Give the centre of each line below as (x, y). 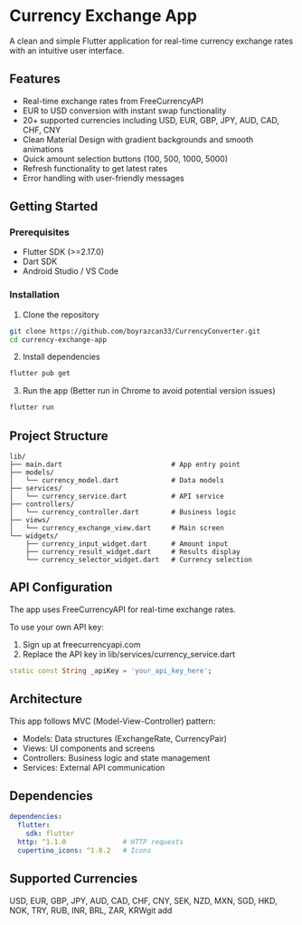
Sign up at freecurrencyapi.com (81, 644)
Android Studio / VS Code (71, 271)
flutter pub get (40, 374)
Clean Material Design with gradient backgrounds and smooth (138, 139)
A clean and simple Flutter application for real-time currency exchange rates (151, 41)
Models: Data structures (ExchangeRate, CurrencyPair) (125, 738)
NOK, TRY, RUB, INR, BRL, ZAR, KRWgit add (91, 910)
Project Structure (59, 436)
